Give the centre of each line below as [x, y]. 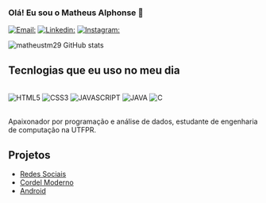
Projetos [29, 155]
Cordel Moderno [46, 182]
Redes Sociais [43, 174]
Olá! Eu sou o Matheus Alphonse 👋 [76, 13]
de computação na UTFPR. [52, 130]
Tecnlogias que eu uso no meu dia [94, 70]
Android [33, 190]
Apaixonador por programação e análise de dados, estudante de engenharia [133, 121]
